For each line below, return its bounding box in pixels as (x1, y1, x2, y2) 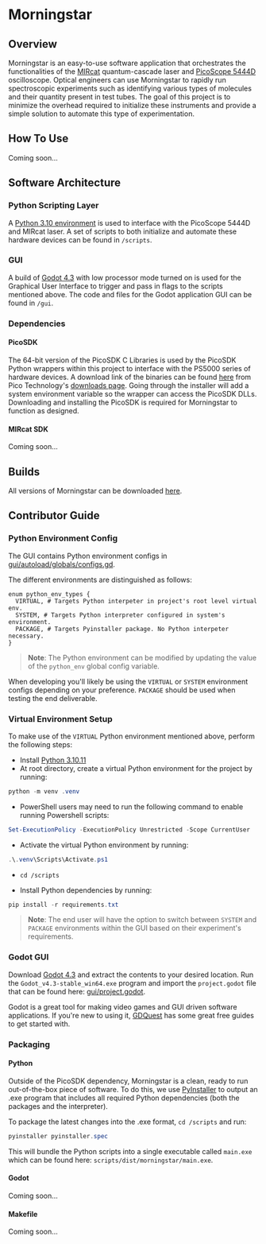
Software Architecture (8, 176, 121, 190)
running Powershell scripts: (19, 810, 110, 820)
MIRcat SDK (8, 424, 49, 434)
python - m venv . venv (8, 787, 80, 796)
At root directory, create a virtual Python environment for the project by (19, 763, 253, 773)
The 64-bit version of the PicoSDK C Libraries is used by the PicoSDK (8, 355, 237, 365)
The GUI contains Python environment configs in (8, 551, 168, 560)
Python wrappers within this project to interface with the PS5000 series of (8, 363, 252, 373)
